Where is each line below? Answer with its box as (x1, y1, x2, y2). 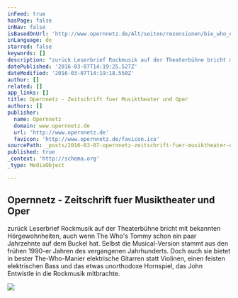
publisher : (7, 109, 40, 116)
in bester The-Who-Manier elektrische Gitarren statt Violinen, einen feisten (7, 254, 225, 263)
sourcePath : (7, 142, 42, 149)
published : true (7, 149, 55, 156)
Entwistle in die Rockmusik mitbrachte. (7, 269, 120, 277)
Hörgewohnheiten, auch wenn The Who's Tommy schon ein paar (7, 231, 197, 240)
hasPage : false (7, 17, 52, 24)
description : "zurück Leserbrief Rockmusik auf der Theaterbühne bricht (7, 57, 227, 64)
